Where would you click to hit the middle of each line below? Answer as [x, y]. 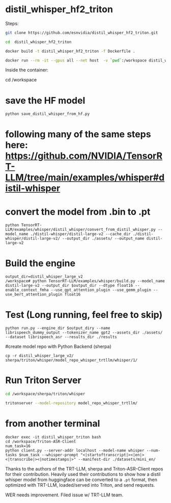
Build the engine [40, 263]
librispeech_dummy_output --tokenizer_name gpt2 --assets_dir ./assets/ [84, 333]
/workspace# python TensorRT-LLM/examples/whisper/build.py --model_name [85, 281]
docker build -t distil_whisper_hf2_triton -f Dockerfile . [70, 51]
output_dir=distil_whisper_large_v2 [44, 277]
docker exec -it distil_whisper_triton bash [53, 437]
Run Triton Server [43, 380]
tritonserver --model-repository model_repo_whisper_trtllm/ [72, 403]
